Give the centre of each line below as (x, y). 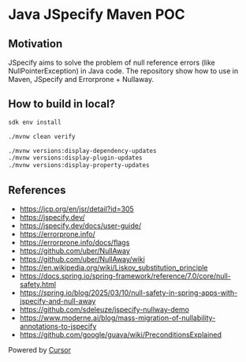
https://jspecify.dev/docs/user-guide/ (80, 226)
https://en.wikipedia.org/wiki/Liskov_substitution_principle (114, 267)
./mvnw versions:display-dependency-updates (82, 151)
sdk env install (35, 122)
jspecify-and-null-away (58, 301)
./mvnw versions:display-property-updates (79, 166)
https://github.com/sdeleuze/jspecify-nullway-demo (104, 310)
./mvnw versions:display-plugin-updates (76, 158)
